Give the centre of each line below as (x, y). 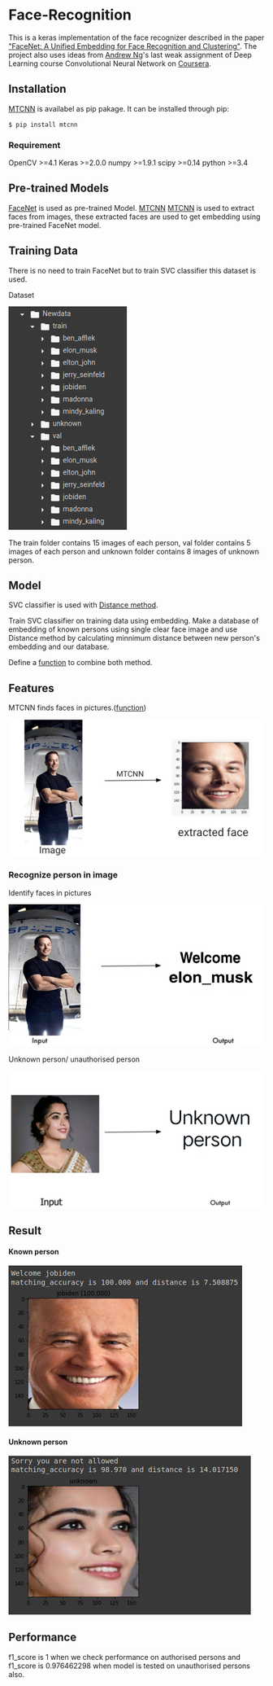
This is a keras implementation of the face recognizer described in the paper (136, 37)
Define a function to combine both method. (80, 663)
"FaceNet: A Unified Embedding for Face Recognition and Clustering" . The (133, 46)
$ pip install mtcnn (43, 125)
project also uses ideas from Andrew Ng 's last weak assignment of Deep (130, 55)
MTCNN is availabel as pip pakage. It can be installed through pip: (119, 108)
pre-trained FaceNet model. (55, 225)
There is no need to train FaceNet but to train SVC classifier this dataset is (132, 270)
